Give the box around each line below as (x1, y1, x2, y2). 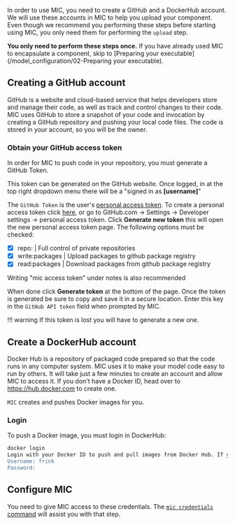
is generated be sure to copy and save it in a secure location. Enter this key (7, 295, 224, 303)
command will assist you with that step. (7, 510, 121, 518)
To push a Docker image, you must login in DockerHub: (7, 431, 166, 440)
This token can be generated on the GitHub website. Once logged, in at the (7, 180, 224, 188)
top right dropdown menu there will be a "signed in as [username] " (7, 187, 201, 195)
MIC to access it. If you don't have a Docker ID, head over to (7, 377, 180, 386)
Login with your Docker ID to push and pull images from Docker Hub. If (7, 451, 224, 458)
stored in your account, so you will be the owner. (7, 125, 148, 134)
